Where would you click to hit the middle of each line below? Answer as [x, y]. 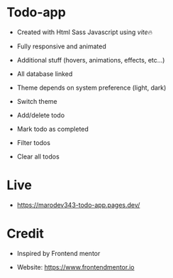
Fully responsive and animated [62, 46]
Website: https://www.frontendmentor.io [76, 267]
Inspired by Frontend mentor [58, 253]
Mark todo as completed [53, 129]
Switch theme [37, 101]
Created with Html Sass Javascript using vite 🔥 [85, 32]
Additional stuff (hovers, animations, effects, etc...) [91, 60]
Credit [25, 234]
